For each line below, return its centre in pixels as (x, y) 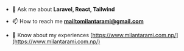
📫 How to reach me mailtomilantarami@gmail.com (78, 21)
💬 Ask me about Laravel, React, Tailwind (63, 9)
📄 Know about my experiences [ (52, 35)
